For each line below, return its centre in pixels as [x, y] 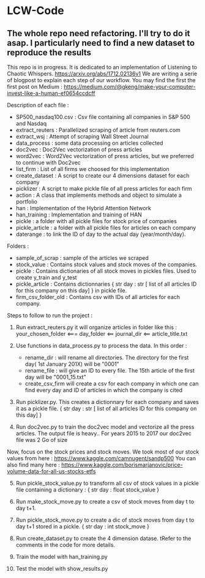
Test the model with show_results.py [62, 568]
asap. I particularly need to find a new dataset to [101, 43]
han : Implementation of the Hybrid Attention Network [84, 208]
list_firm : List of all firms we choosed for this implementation [93, 169]
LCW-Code [35, 11]
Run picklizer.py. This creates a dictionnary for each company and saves [107, 402]
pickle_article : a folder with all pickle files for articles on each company [106, 228]
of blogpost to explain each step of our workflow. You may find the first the [102, 80]
